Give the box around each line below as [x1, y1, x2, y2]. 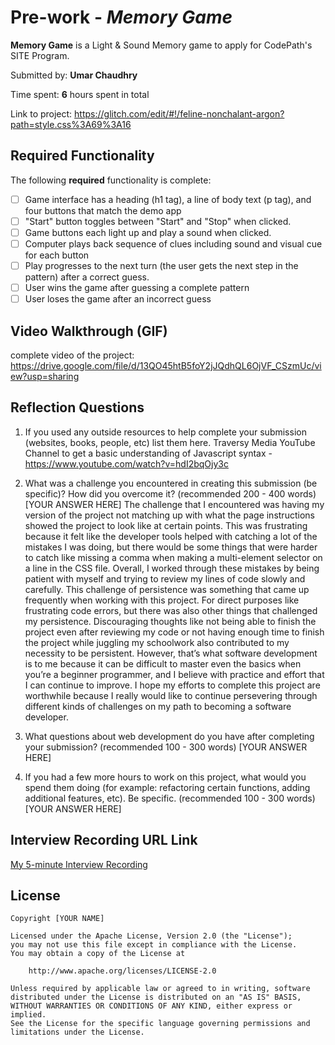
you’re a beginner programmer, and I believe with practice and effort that [24, 668, 325, 680]
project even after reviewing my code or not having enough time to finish [24, 626, 325, 638]
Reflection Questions [10, 399, 145, 416]
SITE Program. [10, 49, 70, 61]
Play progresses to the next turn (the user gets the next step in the [24, 260, 299, 271]
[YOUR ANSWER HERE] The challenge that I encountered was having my [24, 498, 325, 510]
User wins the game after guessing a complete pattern [24, 282, 250, 294]
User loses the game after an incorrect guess [24, 293, 212, 305]
